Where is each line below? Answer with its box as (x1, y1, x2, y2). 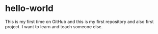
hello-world (5, 3, 54, 14)
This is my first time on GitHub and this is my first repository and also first (5, 19, 154, 24)
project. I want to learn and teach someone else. (5, 23, 103, 29)
